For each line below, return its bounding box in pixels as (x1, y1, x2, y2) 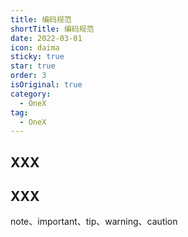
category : (10, 89, 52, 99)
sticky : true (10, 52, 65, 62)
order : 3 (10, 71, 47, 81)
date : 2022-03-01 (10, 33, 83, 43)
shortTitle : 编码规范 (10, 24, 95, 34)
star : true (10, 61, 56, 71)
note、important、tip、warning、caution (10, 216, 178, 228)
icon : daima (10, 42, 60, 53)
